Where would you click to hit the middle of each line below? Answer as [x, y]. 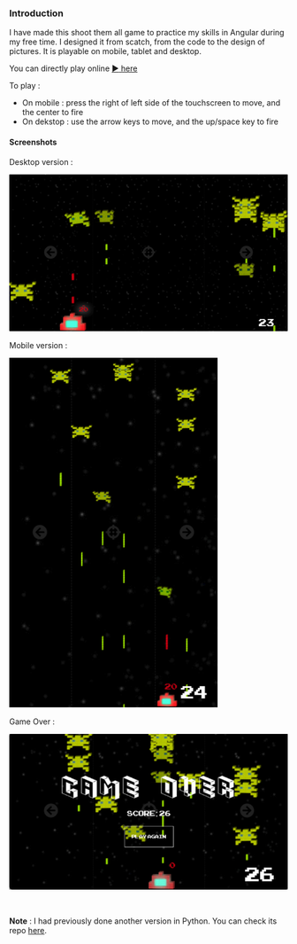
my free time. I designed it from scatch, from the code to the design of [137, 42]
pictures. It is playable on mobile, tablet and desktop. [105, 51]
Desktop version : [41, 161]
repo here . [28, 931]
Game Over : [32, 722]
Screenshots [33, 142]
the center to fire [53, 113]
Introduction [36, 13]
